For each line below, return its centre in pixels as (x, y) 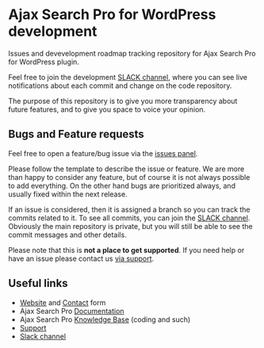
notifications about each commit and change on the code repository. (120, 86)
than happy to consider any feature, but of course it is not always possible (129, 177)
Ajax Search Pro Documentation (72, 311)
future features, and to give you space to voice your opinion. (107, 109)
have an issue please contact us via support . (81, 258)
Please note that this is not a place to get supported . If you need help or (126, 250)
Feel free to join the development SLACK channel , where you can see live (128, 77)
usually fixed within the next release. (68, 194)
